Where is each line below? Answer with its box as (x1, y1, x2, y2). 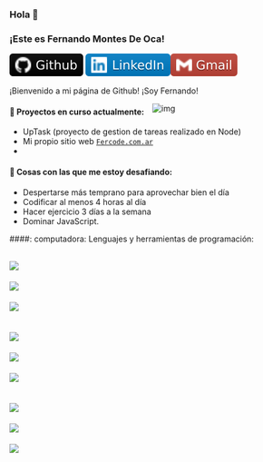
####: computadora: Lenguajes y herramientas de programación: (9, 233, 254, 244)
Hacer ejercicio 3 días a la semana (22, 206, 151, 217)
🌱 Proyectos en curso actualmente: (9, 106, 145, 117)
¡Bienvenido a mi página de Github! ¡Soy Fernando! (9, 85, 200, 96)
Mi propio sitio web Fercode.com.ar (22, 136, 154, 147)
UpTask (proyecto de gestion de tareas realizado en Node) (22, 126, 242, 137)
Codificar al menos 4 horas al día (22, 196, 147, 207)
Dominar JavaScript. (22, 215, 100, 226)
